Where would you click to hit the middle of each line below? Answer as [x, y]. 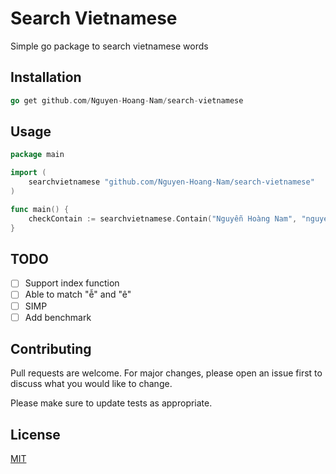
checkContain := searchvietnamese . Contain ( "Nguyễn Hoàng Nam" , [163, 218]
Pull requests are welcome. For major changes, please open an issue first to [166, 373]
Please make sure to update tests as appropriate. [111, 403]
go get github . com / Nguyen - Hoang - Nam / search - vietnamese [127, 100]
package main [37, 155]
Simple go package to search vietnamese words [109, 46]
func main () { [40, 209]
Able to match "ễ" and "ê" [78, 294]
